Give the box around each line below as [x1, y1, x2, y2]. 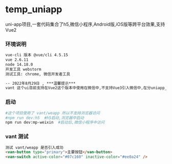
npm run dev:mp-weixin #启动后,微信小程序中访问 [5, 120, 105, 125]
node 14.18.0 [5, 62, 33, 67]
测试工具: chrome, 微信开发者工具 [5, 72, 71, 77]
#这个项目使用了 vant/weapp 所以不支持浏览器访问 [5, 110, 100, 115]
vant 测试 [5, 133, 29, 140]
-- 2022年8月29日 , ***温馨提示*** [5, 81, 76, 86]
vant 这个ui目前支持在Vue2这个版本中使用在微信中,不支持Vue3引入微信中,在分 [5, 85, 151, 90]
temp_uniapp [5, 4, 62, 15]
